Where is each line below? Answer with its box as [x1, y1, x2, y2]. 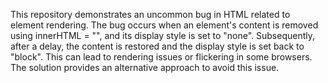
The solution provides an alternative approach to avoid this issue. [10, 62, 280, 73]
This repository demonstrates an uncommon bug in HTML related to [10, 9, 291, 20]
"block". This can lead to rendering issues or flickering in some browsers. [10, 51, 313, 63]
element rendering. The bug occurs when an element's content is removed [10, 19, 319, 31]
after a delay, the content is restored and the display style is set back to [10, 40, 305, 52]
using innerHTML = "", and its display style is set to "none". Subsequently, [10, 30, 316, 41]
